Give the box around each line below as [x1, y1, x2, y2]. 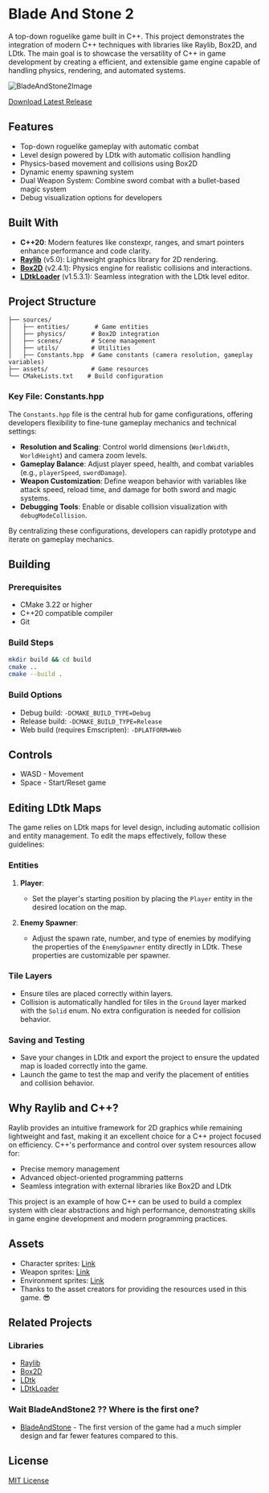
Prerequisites [8, 581, 62, 593]
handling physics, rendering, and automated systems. [8, 65, 186, 75]
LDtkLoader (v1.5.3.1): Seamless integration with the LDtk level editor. [19, 271, 250, 281]
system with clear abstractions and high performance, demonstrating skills [8, 1205, 256, 1215]
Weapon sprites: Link [19, 1267, 91, 1277]
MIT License [8, 1475, 50, 1485]
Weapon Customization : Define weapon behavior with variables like [19, 476, 247, 486]
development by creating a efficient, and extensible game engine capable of [8, 57, 261, 67]
